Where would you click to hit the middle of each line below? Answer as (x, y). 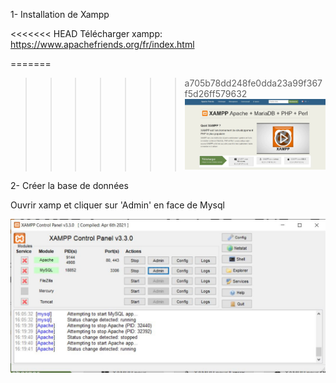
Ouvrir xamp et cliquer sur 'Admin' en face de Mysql (117, 205)
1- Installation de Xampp (60, 14)
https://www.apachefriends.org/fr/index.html (102, 44)
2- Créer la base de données (69, 186)
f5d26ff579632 (216, 93)
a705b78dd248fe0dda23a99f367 (253, 83)
